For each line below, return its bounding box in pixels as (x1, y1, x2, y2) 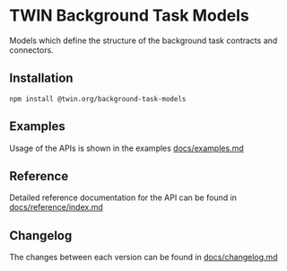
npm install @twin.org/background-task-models (9, 94, 187, 103)
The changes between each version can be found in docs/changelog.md (9, 252, 278, 263)
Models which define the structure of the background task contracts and (9, 35, 278, 46)
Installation (9, 71, 74, 86)
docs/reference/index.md (9, 202, 103, 213)
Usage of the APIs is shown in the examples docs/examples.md (9, 143, 244, 153)
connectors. (9, 44, 54, 55)
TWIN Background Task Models (9, 5, 249, 26)
